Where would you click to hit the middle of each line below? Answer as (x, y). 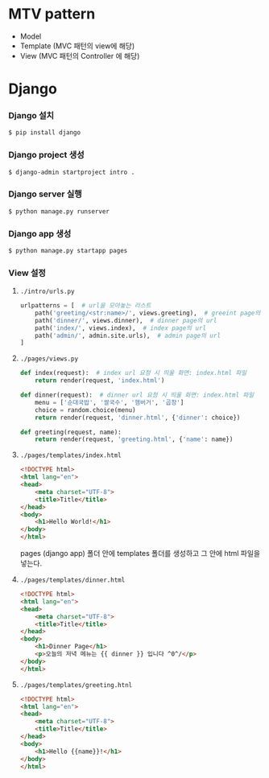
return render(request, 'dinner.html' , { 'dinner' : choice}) (138, 418)
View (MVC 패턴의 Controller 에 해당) (80, 56)
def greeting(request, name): (71, 432)
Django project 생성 (46, 155)
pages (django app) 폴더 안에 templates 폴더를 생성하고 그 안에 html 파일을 (140, 554)
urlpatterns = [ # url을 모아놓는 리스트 (85, 306)
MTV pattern (52, 14)
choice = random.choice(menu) (85, 410)
